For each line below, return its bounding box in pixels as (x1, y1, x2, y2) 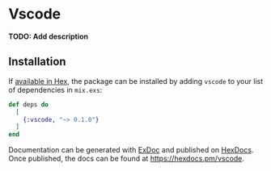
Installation (8, 55, 66, 69)
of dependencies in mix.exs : (8, 85, 103, 94)
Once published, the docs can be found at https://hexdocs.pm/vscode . (8, 154, 245, 164)
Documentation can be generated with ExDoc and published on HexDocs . (8, 145, 254, 155)
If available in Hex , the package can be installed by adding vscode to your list (8, 76, 264, 85)
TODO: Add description (8, 31, 89, 41)
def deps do (8, 100, 49, 109)
